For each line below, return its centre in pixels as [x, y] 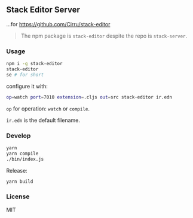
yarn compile [22, 153]
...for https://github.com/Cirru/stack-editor [58, 24]
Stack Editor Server [43, 10]
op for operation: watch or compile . [48, 108]
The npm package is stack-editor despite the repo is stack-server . [104, 36]
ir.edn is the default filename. [43, 120]
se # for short [25, 75]
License [18, 196]
